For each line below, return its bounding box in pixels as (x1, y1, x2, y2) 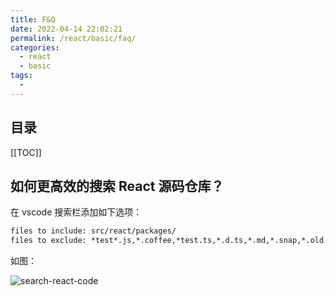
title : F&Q (10, 14, 56, 25)
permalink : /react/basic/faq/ (10, 33, 137, 43)
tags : (10, 71, 33, 81)
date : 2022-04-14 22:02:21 (10, 24, 123, 34)
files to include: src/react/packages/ (10, 226, 177, 236)
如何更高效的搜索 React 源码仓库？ (10, 177, 225, 195)
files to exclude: (10, 236, 87, 246)
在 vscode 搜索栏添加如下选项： (10, 206, 143, 218)
